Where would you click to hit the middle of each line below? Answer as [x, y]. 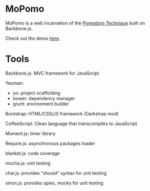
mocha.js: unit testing [28, 163]
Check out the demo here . [33, 38]
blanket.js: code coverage [33, 153]
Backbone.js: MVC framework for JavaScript [52, 73]
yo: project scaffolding [36, 93]
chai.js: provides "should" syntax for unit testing [56, 173]
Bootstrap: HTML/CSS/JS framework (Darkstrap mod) [62, 113]
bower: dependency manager [44, 98]
